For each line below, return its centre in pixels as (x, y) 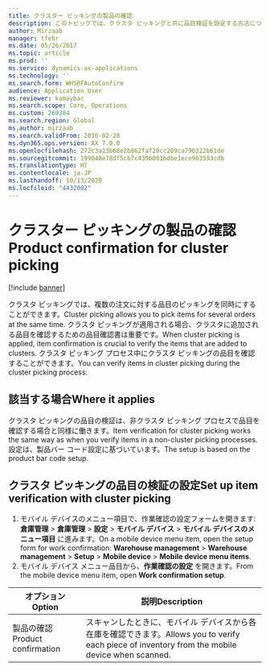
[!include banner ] (37, 288)
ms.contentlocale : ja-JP (50, 173)
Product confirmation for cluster (119, 248)
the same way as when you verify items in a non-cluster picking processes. (133, 439)
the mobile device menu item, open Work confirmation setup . (123, 575)
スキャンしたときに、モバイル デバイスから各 (171, 623)
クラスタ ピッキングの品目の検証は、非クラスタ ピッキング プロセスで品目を (134, 420)
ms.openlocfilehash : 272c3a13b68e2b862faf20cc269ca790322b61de (117, 151)
